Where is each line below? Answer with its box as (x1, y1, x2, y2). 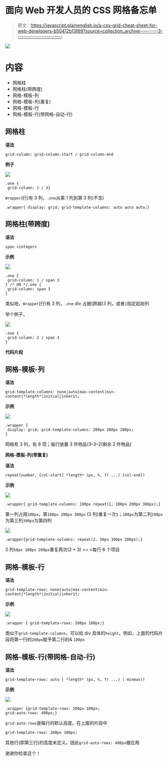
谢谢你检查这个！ (5, 750, 41, 756)
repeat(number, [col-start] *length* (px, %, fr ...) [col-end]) (5, 473, 145, 478)
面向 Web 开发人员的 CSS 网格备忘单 (5, 5, 157, 16)
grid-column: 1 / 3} (7, 185, 51, 190)
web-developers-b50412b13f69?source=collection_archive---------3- (17, 28, 163, 34)
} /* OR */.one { (5, 282, 42, 287)
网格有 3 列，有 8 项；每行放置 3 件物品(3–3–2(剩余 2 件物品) (5, 441, 132, 447)
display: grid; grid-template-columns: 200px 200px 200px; (7, 427, 134, 432)
